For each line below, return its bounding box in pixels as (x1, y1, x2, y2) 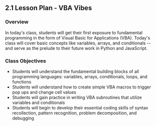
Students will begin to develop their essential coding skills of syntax (12, 105, 149, 110)
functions (12, 79, 32, 84)
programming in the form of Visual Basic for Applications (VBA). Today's (5, 35, 150, 41)
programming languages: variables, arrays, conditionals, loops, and (12, 73, 148, 80)
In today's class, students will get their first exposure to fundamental (5, 29, 143, 36)
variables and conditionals (12, 100, 65, 105)
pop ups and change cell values (12, 89, 77, 95)
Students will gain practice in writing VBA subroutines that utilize (12, 94, 142, 100)
